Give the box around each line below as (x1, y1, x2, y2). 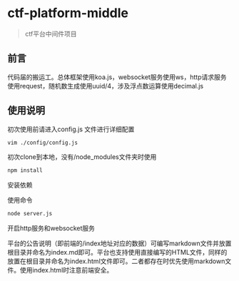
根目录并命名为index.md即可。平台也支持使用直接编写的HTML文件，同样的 (7, 248, 228, 257)
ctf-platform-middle (7, 5, 129, 21)
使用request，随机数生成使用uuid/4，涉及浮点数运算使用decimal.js (7, 81, 204, 90)
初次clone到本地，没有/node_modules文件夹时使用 (7, 153, 157, 161)
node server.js (7, 210, 53, 218)
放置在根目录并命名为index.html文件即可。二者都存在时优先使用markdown (7, 257, 225, 265)
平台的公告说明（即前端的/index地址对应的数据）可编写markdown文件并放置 (7, 239, 232, 247)
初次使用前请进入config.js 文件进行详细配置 (7, 125, 135, 133)
